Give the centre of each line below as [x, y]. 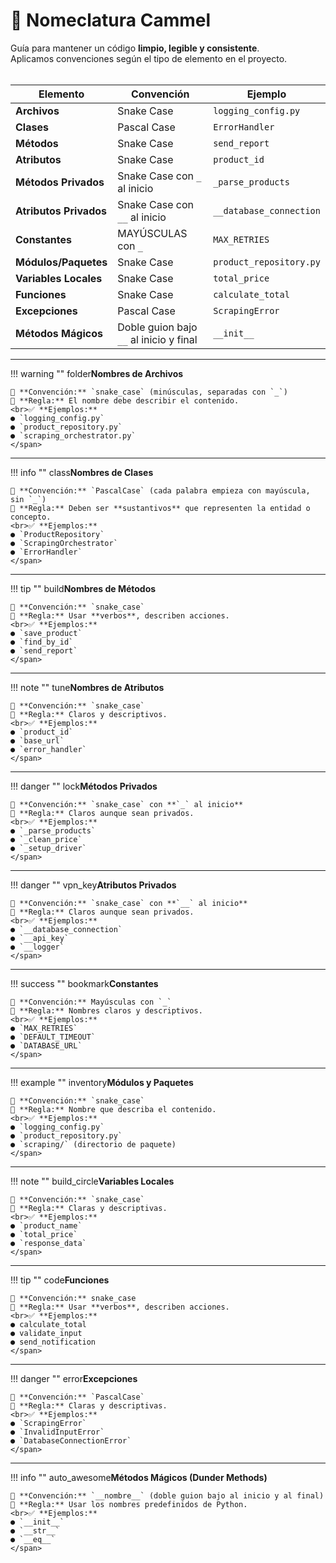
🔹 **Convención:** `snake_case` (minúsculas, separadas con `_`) [149, 392]
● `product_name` [46, 1225]
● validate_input [46, 1333]
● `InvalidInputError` [57, 1432]
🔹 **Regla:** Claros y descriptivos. [89, 714]
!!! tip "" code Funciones [60, 1280]
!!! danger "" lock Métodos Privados [84, 786]
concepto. [31, 517]
